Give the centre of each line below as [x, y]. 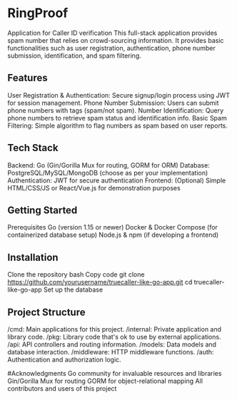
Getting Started [42, 210]
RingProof [38, 13]
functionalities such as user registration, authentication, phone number [111, 48]
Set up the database [74, 289]
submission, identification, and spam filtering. [74, 56]
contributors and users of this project [62, 389]
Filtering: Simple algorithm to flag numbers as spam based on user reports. [118, 125]
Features [27, 78]
